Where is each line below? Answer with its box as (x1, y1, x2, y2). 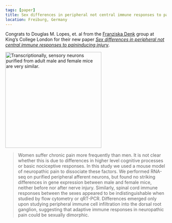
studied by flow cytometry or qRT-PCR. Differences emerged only (17, 195, 157, 202)
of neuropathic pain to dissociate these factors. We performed (17, 168, 149, 174)
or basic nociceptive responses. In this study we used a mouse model (17, 163, 165, 169)
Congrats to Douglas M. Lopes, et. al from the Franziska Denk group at (5, 31, 155, 37)
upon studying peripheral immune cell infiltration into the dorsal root (17, 201, 162, 207)
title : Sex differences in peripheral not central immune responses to (5, 12, 161, 17)
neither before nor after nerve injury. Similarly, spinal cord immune (17, 185, 158, 191)
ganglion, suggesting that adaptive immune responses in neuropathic (17, 207, 164, 213)
